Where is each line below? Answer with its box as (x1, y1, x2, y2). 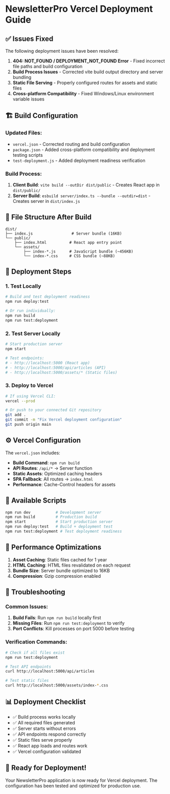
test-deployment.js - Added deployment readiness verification (12, 157, 145, 163)
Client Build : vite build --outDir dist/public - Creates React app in (12, 181, 160, 187)
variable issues (12, 96, 45, 102)
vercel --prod (5, 398, 36, 404)
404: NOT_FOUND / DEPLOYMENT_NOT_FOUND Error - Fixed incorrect (12, 58, 165, 64)
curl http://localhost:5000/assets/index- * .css (5, 683, 109, 688)
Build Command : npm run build (12, 459, 80, 466)
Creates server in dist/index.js (12, 198, 80, 204)
